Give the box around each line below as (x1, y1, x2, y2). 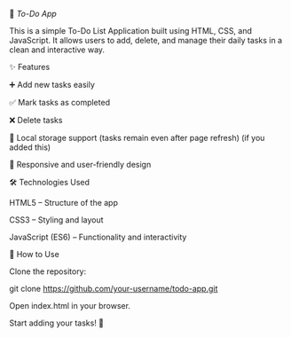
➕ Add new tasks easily (9, 80, 96, 90)
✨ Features (9, 62, 51, 72)
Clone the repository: (9, 266, 87, 277)
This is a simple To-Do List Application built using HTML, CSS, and (9, 26, 253, 35)
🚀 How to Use (9, 249, 59, 259)
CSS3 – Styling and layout (9, 215, 104, 225)
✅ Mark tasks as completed (9, 98, 111, 107)
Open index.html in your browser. (9, 301, 131, 310)
